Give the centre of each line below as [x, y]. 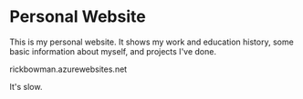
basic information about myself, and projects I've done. [113, 51]
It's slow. [26, 86]
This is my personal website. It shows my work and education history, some [151, 42]
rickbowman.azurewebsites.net [68, 69]
